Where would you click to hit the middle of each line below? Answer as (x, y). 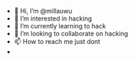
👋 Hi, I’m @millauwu (43, 11)
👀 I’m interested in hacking (53, 18)
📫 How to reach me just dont (57, 41)
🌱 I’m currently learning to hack (60, 26)
